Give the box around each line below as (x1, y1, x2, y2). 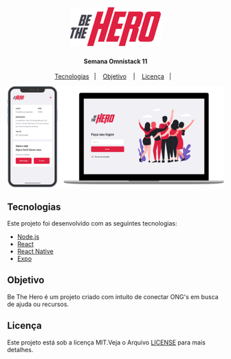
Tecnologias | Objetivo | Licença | (54, 72, 172, 80)
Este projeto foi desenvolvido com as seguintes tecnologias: (7, 219, 177, 228)
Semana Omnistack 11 (83, 57, 148, 65)
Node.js (16, 232, 40, 241)
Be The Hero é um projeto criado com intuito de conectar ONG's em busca (7, 292, 219, 301)
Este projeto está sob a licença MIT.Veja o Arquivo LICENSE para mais (7, 338, 206, 347)
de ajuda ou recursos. (7, 300, 69, 308)
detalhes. (7, 345, 34, 353)
